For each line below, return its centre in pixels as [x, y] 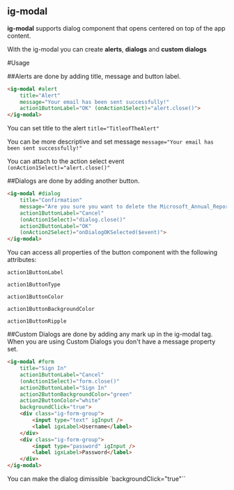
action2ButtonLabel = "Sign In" [64, 388]
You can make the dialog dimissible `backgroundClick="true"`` [96, 479]
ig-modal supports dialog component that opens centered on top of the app [116, 28]
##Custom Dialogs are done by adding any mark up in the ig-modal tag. [110, 335]
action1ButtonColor [36, 297]
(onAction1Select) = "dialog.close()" [73, 220]
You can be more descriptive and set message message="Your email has [110, 141]
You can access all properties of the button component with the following [112, 252]
